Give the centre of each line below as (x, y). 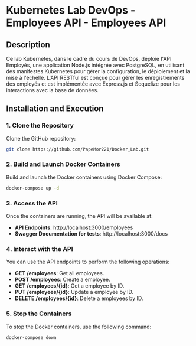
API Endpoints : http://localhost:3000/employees (74, 227)
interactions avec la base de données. (52, 90)
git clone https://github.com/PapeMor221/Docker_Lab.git (78, 149)
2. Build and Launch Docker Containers (63, 164)
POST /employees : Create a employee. (62, 280)
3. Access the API (32, 203)
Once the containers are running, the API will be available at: (79, 216)
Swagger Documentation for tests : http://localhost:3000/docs (91, 234)
